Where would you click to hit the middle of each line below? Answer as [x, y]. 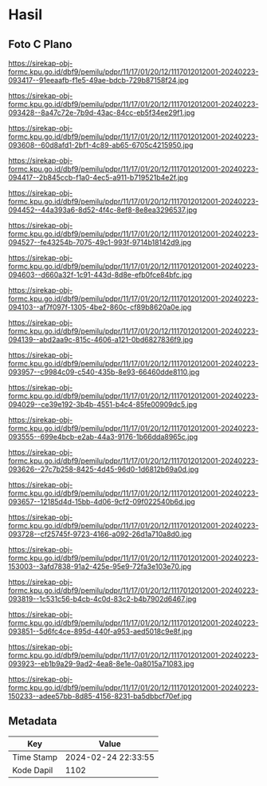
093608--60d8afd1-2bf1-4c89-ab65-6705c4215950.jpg [101, 145]
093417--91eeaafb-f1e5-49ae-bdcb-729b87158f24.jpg [98, 80]
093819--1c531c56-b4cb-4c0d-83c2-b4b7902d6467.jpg [102, 599]
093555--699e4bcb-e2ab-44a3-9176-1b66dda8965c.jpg [103, 437]
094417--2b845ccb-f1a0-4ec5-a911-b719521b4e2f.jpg [98, 178]
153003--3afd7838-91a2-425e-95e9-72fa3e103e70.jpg [100, 567]
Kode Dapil [33, 770]
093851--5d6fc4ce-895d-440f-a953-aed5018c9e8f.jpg [100, 631]
